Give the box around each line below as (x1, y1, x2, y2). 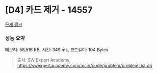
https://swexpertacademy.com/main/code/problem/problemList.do (17, 63, 153, 69)
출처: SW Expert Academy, (17, 57, 71, 63)
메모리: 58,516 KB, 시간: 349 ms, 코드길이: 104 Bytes (5, 47, 109, 53)
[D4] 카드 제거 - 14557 (5, 4, 93, 16)
